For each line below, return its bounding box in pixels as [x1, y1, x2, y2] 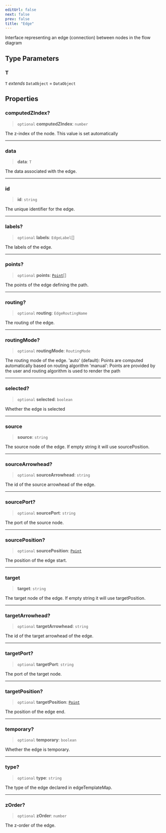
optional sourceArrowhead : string [17, 472, 90, 478]
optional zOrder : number [17, 813, 67, 819]
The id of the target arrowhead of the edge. [5, 633, 94, 639]
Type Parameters [5, 54, 59, 62]
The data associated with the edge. [5, 168, 77, 174]
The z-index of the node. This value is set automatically [5, 130, 119, 136]
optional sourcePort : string [17, 510, 76, 516]
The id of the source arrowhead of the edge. [5, 481, 95, 488]
